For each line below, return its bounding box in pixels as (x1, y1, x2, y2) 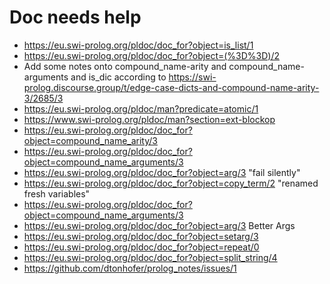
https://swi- (168, 71, 217, 83)
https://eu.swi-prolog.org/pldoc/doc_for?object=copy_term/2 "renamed (23, 177, 319, 189)
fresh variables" (23, 187, 91, 200)
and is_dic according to (70, 71, 167, 83)
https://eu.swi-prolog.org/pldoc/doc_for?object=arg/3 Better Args (23, 219, 296, 231)
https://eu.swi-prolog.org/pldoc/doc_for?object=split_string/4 (23, 251, 278, 263)
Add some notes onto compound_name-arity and (23, 60, 227, 72)
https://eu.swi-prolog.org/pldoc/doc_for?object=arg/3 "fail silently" (23, 166, 301, 178)
